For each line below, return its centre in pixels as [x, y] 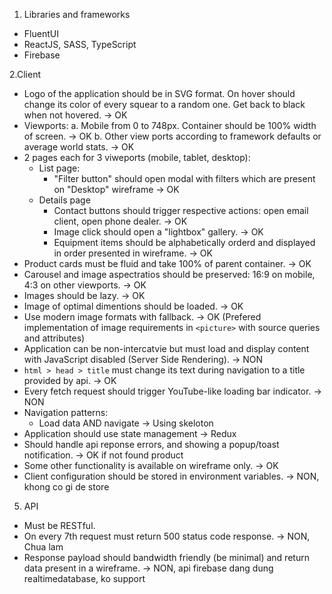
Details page [64, 200]
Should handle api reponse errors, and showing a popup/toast [151, 444]
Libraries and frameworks [77, 14]
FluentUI [41, 33]
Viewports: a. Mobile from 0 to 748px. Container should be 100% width [170, 125]
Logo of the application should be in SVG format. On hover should [159, 93]
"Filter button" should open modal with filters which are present [184, 178]
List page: [59, 168]
